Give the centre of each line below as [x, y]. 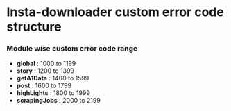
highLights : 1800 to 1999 [53, 93]
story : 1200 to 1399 [45, 71]
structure [34, 27]
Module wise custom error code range [72, 49]
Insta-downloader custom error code [115, 12]
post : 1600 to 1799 [44, 86]
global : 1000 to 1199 [46, 64]
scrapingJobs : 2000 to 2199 [59, 101]
